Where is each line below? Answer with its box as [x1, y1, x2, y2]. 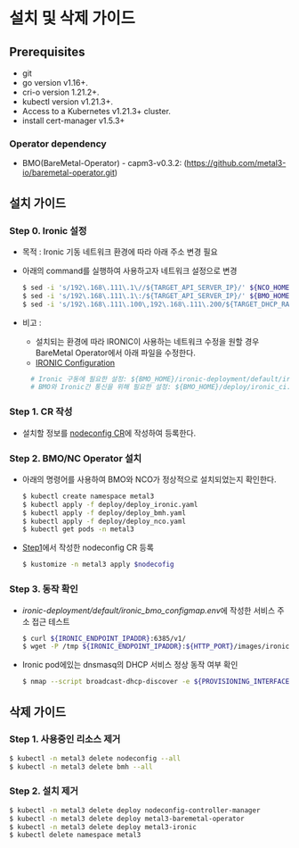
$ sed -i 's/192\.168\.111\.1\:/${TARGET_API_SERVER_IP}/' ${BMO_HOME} [21, 291, 294, 300]
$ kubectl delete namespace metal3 [9, 831, 141, 840]
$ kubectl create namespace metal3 [21, 492, 155, 501]
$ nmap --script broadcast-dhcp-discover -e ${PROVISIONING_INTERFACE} [21, 678, 294, 686]
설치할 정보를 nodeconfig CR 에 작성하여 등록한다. [21, 428, 197, 438]
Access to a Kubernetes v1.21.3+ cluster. [21, 106, 172, 116]
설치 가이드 [9, 195, 67, 211]
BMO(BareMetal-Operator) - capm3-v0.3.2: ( [21, 158, 187, 169]
